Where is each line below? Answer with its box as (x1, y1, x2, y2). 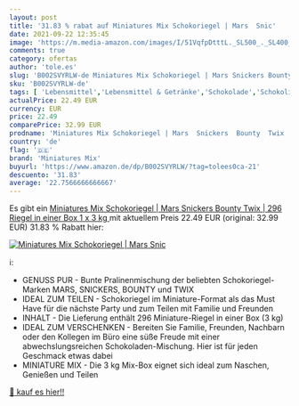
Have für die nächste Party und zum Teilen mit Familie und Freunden (21, 304, 274, 314)
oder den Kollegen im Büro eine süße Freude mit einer (21, 331, 221, 343)
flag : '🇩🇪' (9, 145, 53, 154)
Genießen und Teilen (21, 369, 99, 380)
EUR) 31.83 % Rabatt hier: (9, 222, 104, 232)
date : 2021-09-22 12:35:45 (9, 29, 109, 38)
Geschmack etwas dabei (21, 351, 113, 361)
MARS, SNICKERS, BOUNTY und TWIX (52, 284, 194, 295)
